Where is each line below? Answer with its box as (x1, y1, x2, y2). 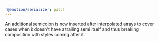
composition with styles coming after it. (5, 31, 85, 37)
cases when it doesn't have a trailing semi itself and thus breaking (5, 26, 139, 32)
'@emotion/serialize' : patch (5, 7, 65, 12)
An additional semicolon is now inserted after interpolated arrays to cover (5, 21, 154, 27)
